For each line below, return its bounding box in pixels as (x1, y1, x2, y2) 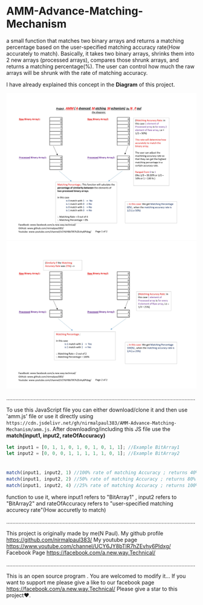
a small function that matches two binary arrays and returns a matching (6, 37, 184, 44)
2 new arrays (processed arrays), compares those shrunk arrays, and (6, 56, 179, 63)
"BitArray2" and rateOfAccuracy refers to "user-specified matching (6, 500, 173, 507)
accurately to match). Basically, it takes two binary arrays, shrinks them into (6, 50, 195, 57)
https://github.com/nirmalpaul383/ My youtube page (6, 536, 138, 543)
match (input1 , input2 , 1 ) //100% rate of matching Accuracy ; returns (6, 470, 188, 476)
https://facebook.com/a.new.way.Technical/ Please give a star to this (6, 585, 178, 592)
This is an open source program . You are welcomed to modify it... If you (6, 572, 186, 580)
